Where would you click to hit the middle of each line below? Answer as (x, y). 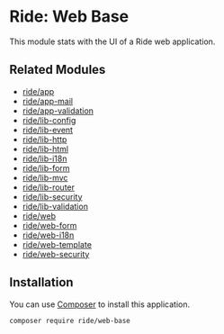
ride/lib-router (48, 187)
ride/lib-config (49, 120)
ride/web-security (56, 254)
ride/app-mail (48, 101)
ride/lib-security (52, 196)
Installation (41, 282)
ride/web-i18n (48, 235)
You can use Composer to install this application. (100, 304)
